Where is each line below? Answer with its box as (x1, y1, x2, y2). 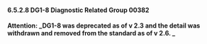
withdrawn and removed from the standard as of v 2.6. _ (7, 29, 176, 38)
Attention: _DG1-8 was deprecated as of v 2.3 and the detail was (7, 21, 201, 30)
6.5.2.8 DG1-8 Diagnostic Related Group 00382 (7, 6, 150, 14)
